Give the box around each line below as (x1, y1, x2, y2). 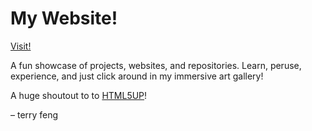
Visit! (10, 40, 32, 52)
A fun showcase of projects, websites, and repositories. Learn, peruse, (10, 59, 302, 71)
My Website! (10, 7, 118, 30)
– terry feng (10, 108, 59, 121)
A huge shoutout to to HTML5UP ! (10, 89, 148, 101)
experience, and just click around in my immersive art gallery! (10, 70, 264, 82)
